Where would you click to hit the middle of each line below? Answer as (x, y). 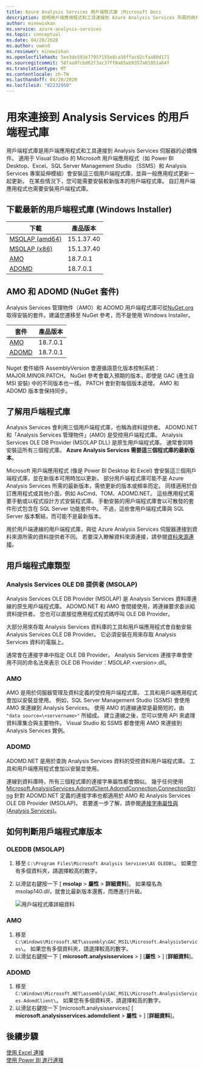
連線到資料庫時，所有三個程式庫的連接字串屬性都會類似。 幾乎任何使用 (95, 781)
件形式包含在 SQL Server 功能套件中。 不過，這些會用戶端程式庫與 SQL (95, 509)
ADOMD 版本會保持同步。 (39, 390)
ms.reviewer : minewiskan (38, 52)
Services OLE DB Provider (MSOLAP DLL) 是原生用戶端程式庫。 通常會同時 (100, 443)
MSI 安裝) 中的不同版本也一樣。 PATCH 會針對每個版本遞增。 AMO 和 (93, 383)
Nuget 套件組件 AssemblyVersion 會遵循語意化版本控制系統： (83, 368)
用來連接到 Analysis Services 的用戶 (98, 118)
